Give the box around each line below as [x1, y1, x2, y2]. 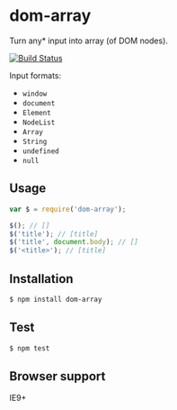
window [22, 89, 48, 98]
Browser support [9, 369, 106, 384]
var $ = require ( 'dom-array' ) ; [9, 205, 127, 214]
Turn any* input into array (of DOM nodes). [9, 35, 169, 46]
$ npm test [9, 343, 50, 352]
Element [22, 108, 51, 117]
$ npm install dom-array [9, 295, 102, 304]
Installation [9, 271, 74, 287]
